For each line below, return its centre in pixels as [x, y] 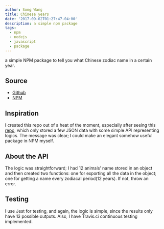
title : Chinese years [27, 14]
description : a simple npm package [41, 23]
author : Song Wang [24, 10]
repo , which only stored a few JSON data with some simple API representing [82, 130]
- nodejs [18, 37]
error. [11, 184]
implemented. [19, 221]
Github [19, 93]
